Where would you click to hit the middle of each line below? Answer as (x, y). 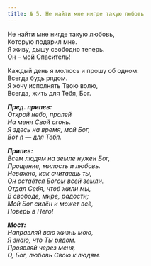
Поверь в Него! (30, 211)
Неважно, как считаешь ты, (50, 173)
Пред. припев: (30, 106)
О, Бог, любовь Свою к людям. (54, 255)
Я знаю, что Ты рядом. (42, 240)
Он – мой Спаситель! (39, 57)
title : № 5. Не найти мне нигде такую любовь (75, 14)
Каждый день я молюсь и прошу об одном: (73, 70)
